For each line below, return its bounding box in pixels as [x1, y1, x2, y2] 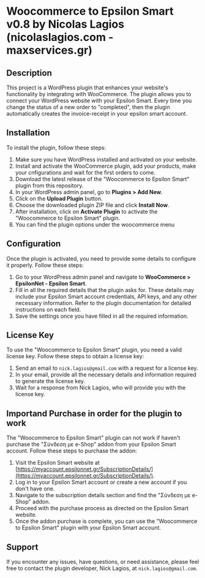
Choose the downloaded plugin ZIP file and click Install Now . [15, 201, 170, 209]
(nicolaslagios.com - [6, 31, 114, 44]
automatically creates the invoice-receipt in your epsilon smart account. [6, 110, 188, 117]
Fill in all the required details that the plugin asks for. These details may [15, 286, 195, 293]
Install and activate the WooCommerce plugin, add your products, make [15, 162, 196, 170]
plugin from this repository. [15, 182, 84, 189]
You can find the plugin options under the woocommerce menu [15, 220, 175, 228]
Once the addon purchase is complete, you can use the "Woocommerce [15, 517, 198, 525]
